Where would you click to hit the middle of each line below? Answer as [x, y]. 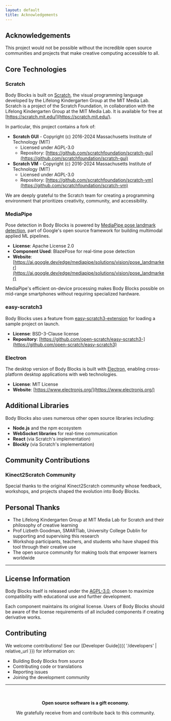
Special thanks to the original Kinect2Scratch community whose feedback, [83, 486]
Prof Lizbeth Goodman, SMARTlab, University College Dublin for [80, 531]
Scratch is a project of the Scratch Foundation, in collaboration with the [80, 106]
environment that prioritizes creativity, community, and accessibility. [77, 201]
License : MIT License [35, 384]
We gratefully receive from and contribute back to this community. [85, 713]
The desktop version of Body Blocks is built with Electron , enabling [75, 369]
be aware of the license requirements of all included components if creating [85, 612]
